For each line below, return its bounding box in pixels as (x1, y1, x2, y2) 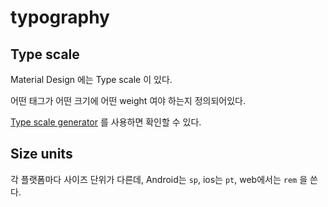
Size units (10, 146, 73, 163)
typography (10, 6, 110, 29)
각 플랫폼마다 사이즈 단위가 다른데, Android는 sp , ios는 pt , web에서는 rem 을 (10, 173, 308, 185)
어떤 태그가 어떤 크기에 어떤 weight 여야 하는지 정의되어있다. (10, 95, 246, 106)
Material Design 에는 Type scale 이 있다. (10, 74, 173, 85)
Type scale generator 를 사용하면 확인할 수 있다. (10, 116, 202, 128)
